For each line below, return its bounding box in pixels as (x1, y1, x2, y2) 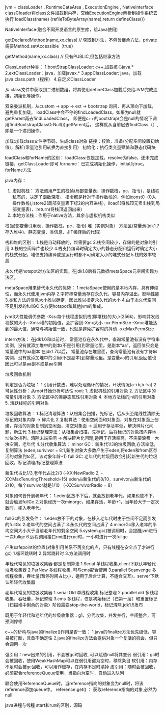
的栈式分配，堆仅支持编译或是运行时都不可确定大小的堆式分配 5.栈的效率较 (5, 252, 156, 257)
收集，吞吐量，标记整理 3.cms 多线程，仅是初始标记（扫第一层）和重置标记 (5, 596, 158, 602)
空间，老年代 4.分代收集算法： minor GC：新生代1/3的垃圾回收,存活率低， (9, 441, 159, 447)
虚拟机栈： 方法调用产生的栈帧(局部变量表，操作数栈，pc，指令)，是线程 (12, 188, 160, 193)
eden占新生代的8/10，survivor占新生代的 (68, 476, 151, 482)
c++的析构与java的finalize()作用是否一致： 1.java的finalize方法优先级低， (5, 629, 152, 634)
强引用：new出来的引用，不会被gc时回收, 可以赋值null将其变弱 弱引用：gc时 (5, 652, 160, 657)
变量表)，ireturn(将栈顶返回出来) (16, 206, 82, 212)
